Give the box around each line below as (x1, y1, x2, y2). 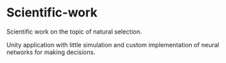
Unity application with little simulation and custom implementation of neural (6, 40, 219, 49)
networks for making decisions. (6, 48, 95, 56)
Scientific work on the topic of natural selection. (6, 27, 142, 36)
